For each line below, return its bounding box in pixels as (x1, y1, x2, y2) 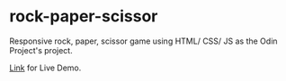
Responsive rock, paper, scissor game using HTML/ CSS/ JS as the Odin (9, 36, 278, 46)
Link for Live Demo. (9, 62, 82, 73)
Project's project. (9, 45, 74, 55)
